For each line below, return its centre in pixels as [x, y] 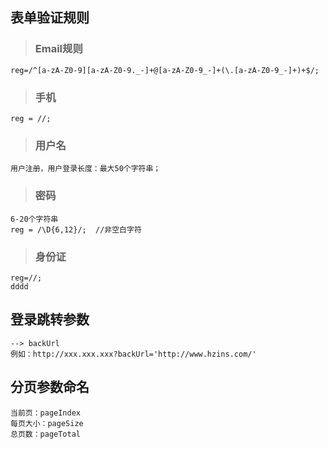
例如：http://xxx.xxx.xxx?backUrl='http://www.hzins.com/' [133, 354]
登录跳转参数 [50, 319]
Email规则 [58, 49]
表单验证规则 [50, 18]
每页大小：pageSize [47, 423]
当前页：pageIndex [45, 413]
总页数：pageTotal [45, 434]
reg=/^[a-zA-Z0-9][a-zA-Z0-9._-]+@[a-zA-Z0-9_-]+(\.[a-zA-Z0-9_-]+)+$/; [165, 70]
